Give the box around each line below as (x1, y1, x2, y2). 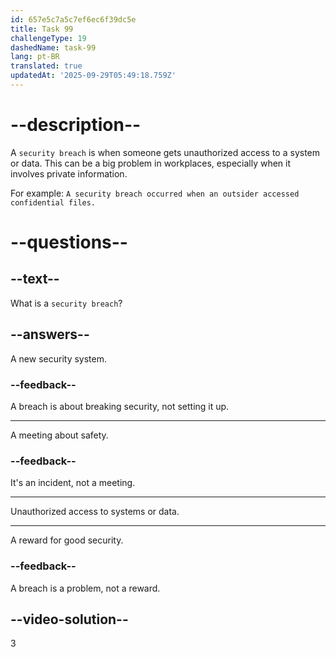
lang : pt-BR (10, 52, 60, 62)
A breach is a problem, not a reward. (10, 582, 161, 594)
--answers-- (10, 326, 90, 343)
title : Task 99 (10, 24, 74, 34)
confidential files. (10, 197, 97, 208)
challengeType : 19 (10, 33, 87, 43)
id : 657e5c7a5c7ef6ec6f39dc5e (10, 14, 137, 25)
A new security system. (10, 352, 108, 365)
